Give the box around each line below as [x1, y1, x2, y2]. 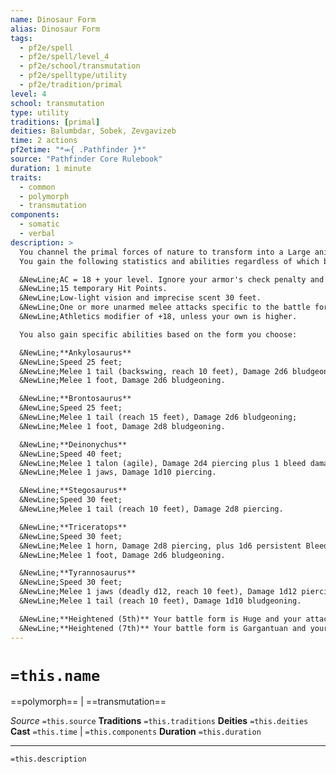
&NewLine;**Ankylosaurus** [19, 347, 132, 358]
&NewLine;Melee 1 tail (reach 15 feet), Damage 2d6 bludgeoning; [19, 412, 298, 422]
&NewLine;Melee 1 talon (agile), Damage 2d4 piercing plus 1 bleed [19, 458, 307, 468]
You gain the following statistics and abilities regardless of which [19, 256, 320, 266]
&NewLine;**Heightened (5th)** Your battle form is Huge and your [19, 614, 302, 624]
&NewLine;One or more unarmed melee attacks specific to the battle [19, 302, 311, 313]
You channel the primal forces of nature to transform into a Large [19, 247, 311, 257]
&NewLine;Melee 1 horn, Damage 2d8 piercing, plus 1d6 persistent [19, 541, 302, 551]
